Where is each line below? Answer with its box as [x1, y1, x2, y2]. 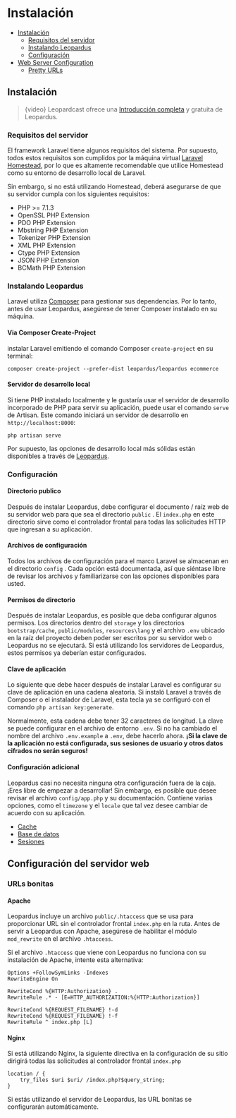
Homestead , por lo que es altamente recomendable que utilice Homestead [7, 161, 223, 170]
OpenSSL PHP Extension [17, 211, 90, 220]
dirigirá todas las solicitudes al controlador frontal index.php [7, 1057, 182, 1065]
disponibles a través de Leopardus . [7, 452, 109, 460]
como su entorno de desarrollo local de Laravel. [7, 169, 147, 177]
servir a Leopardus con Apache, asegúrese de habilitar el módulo [7, 927, 197, 936]
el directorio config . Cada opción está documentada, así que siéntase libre [7, 565, 226, 573]
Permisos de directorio [7, 595, 76, 604]
